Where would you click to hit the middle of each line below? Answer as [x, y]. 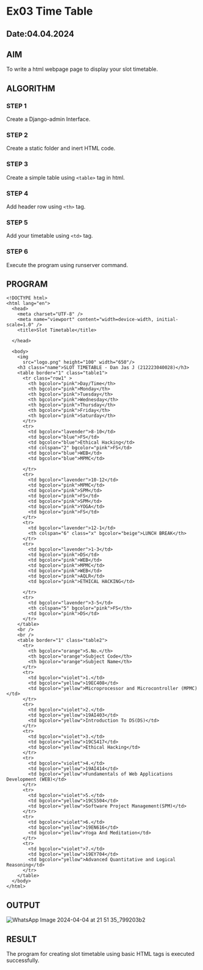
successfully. [23, 960]
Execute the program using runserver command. [67, 265]
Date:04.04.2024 [40, 34]
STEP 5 [17, 222]
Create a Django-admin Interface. [48, 119]
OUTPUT [23, 905]
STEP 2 [17, 135]
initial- [167, 320]
